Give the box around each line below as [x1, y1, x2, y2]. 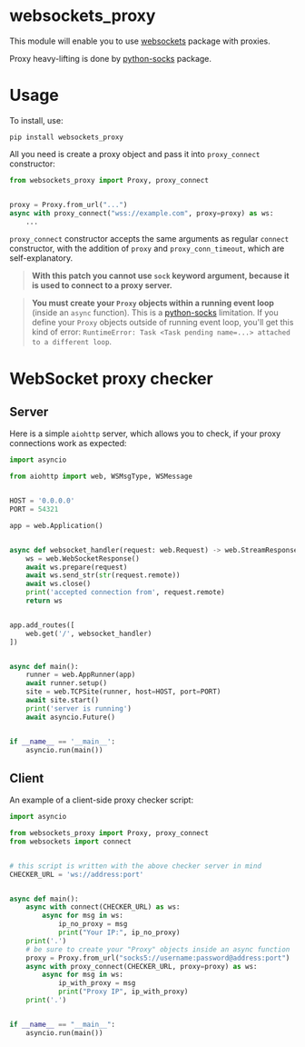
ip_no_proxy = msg [57, 920, 128, 929]
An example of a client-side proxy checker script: [9, 794, 193, 805]
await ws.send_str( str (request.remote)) [25, 571, 181, 580]
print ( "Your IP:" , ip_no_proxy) [57, 928, 181, 937]
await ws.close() [25, 579, 92, 589]
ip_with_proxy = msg [57, 979, 136, 988]
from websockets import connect [9, 837, 132, 846]
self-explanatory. [9, 253, 74, 264]
